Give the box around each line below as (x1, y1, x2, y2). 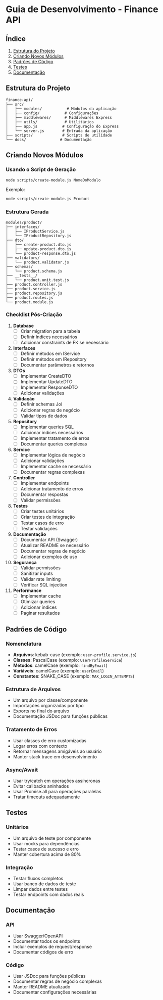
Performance (13, 587, 42, 594)
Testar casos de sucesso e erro (13, 846, 79, 852)
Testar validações (20, 525, 58, 531)
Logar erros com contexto (13, 743, 68, 749)
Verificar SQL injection (20, 582, 68, 588)
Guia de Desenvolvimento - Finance (6, 4, 158, 15)
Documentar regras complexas (20, 469, 85, 475)
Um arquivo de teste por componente (13, 835, 91, 841)
